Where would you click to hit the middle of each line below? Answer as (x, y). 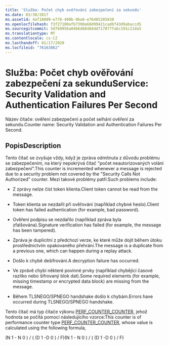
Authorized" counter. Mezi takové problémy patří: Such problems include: (81, 179)
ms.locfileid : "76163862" (32, 48)
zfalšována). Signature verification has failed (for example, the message (87, 225)
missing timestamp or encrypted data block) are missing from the (81, 281)
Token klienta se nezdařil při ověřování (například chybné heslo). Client (86, 204)
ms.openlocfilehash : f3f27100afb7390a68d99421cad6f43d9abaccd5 (73, 24)
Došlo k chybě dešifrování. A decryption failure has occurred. (76, 261)
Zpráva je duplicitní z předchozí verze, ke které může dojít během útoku (87, 240)
